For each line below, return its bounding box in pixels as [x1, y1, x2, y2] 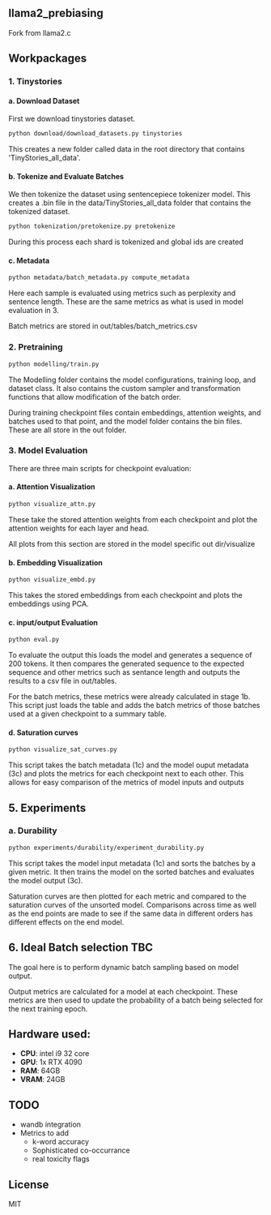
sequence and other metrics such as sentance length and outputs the [8, 668, 240, 677]
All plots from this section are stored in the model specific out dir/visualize [8, 539, 256, 548]
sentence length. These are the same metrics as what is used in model [8, 297, 244, 307]
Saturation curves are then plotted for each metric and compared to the [8, 891, 247, 901]
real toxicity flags [32, 1154, 91, 1164]
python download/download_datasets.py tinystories [8, 130, 183, 138]
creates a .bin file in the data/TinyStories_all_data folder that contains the [8, 198, 252, 208]
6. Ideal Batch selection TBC [8, 941, 154, 955]
